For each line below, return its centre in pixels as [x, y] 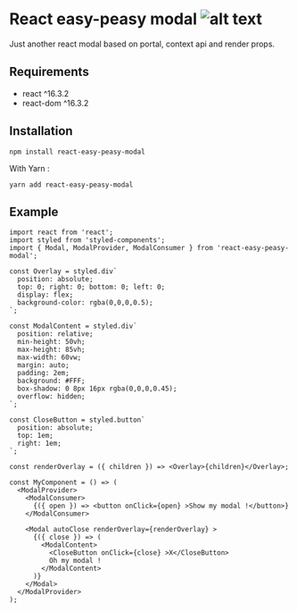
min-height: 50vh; [52, 342]
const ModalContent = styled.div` [74, 326]
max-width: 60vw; [49, 357]
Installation [41, 131]
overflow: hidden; [52, 397]
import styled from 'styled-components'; [87, 240]
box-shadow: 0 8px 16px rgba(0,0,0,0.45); [97, 389]
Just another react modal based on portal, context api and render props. [142, 44]
